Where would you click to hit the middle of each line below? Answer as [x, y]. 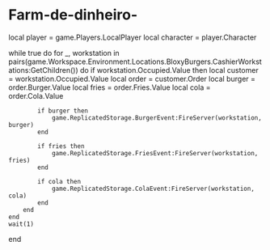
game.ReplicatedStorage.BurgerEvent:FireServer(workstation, [157, 118]
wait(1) [21, 224]
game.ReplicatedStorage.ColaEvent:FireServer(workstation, [153, 189]
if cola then [59, 181]
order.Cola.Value [36, 95]
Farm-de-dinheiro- [73, 15]
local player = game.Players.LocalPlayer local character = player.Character [133, 37]
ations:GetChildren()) [43, 70]
